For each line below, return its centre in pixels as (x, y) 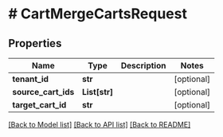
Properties (35, 43)
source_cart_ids (43, 92)
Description (143, 66)
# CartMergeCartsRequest (98, 14)
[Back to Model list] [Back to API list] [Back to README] (100, 125)
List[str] (98, 92)
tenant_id (31, 79)
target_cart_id (39, 105)
